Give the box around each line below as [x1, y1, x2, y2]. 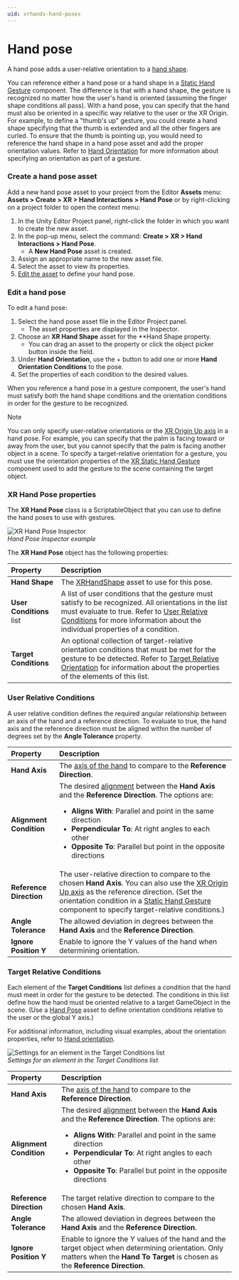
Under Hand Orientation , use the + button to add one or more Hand [17, 355, 218, 363]
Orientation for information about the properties [60, 663, 220, 673]
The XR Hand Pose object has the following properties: [7, 548, 169, 557]
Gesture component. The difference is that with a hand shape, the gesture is [7, 86, 231, 95]
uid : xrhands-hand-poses [7, 10, 81, 18]
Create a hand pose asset [7, 171, 97, 181]
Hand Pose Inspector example [7, 535, 96, 543]
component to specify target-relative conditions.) [59, 905, 225, 914]
